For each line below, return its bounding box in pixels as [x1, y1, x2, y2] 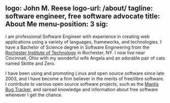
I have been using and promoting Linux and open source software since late [5, 70, 164, 76]
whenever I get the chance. [5, 91, 63, 98]
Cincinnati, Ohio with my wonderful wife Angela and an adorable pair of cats [5, 55, 165, 61]
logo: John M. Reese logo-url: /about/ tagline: [5, 4, 153, 13]
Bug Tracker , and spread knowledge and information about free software [5, 86, 158, 92]
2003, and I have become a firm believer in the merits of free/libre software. [5, 76, 164, 82]
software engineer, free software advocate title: [5, 12, 160, 21]
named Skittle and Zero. [5, 60, 55, 66]
